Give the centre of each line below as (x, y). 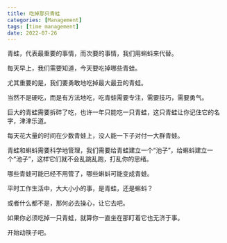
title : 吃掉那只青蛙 (34, 13)
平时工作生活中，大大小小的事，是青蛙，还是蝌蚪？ (80, 188)
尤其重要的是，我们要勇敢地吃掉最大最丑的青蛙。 (77, 83)
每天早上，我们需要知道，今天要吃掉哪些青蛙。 (74, 68)
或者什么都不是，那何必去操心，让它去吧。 (68, 203)
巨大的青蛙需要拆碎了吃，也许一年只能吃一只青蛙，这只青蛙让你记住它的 (110, 112)
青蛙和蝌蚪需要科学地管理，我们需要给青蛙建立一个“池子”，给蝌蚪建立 (107, 150)
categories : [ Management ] (44, 20)
